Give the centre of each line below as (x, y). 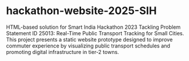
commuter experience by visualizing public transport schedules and (88, 46)
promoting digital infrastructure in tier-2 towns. (63, 52)
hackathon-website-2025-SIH (82, 11)
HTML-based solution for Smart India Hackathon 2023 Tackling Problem (93, 27)
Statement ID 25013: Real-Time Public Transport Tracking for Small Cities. (95, 33)
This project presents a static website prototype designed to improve (90, 39)
